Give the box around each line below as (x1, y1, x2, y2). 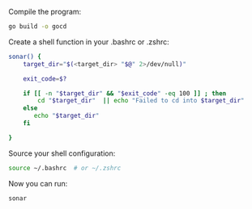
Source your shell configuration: (8, 148, 116, 158)
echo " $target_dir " (33, 112, 100, 120)
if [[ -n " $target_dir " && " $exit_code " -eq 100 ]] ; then (23, 89, 227, 98)
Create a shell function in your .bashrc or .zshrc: (8, 36, 170, 47)
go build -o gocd (8, 23, 67, 31)
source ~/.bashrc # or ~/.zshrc (8, 164, 122, 172)
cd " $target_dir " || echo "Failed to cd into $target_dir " (37, 97, 245, 105)
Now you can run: (8, 178, 68, 188)
